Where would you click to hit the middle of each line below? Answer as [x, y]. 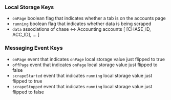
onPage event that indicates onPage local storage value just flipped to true [88, 59]
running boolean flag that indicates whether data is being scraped [82, 24]
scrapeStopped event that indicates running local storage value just [82, 86]
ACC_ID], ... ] [26, 35]
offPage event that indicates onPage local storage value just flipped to [85, 65]
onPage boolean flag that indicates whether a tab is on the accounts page [89, 18]
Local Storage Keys [29, 7]
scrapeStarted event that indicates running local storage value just [82, 75]
